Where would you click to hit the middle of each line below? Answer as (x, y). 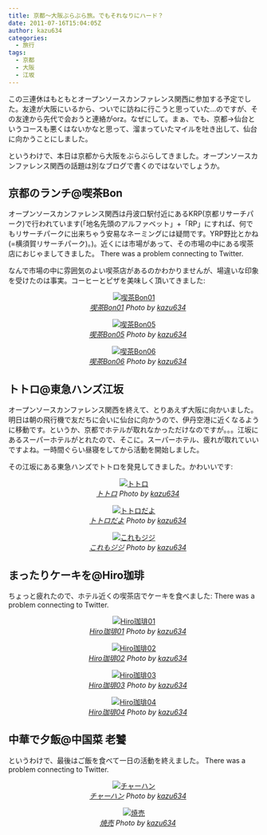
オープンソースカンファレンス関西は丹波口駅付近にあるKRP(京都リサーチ (128, 214)
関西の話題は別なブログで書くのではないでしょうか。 (137, 165)
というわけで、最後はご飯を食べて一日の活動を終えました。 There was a (127, 760)
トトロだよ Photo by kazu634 (138, 520)
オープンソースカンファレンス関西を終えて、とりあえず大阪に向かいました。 (133, 410)
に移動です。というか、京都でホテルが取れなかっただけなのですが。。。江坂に (133, 430)
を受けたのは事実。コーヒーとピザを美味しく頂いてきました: (107, 281)
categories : (28, 38)
